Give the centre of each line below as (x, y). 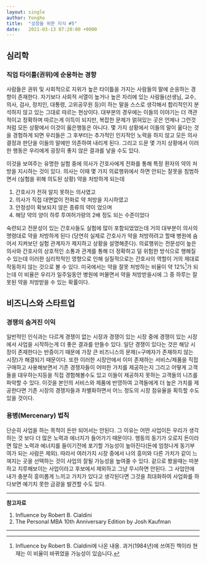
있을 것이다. (21, 398)
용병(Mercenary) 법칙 (38, 416)
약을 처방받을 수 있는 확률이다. (54, 282)
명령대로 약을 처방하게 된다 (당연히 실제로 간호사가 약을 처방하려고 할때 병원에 (99, 235)
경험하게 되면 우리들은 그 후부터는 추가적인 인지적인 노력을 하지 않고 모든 (99, 135)
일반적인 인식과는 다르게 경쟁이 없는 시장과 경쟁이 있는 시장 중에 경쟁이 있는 (96, 337)
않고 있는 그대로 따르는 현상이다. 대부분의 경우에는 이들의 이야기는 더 (104, 112)
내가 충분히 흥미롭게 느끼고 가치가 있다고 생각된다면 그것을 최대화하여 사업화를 (100, 476)
